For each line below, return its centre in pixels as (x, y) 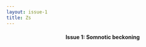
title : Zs (19, 18)
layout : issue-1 (27, 12)
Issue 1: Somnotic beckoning (103, 37)
